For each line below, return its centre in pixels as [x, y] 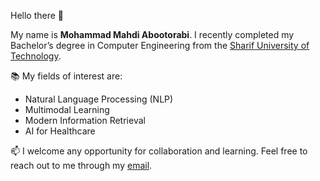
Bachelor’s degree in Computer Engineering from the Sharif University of [160, 45]
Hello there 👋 [37, 15]
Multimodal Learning [67, 109]
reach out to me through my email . [81, 165]
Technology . [36, 56]
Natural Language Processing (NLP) [99, 99]
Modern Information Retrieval [85, 120]
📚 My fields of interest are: [66, 76]
